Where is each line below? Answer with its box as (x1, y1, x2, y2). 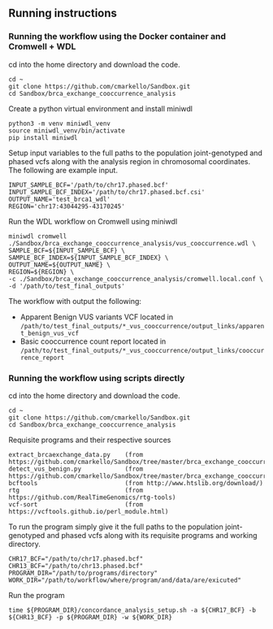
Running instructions (8, 7, 118, 20)
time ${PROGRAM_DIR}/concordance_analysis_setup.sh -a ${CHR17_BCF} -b (8, 605, 256, 614)
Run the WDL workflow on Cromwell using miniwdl (8, 216, 178, 226)
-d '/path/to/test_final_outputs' (8, 282, 126, 290)
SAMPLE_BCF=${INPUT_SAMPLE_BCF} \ (8, 246, 126, 254)
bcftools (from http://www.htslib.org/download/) (8, 479, 264, 487)
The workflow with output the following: (8, 296, 142, 306)
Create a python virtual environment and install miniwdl (8, 103, 193, 113)
